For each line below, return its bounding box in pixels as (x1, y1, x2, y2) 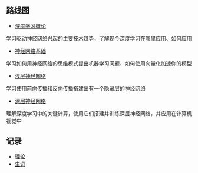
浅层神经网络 (14, 72, 46, 79)
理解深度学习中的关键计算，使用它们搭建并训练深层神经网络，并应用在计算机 (6, 109, 192, 117)
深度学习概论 (14, 22, 46, 29)
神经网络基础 (14, 47, 46, 54)
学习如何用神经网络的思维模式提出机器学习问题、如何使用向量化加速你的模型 (6, 59, 192, 66)
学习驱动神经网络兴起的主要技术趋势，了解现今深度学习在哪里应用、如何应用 (6, 35, 192, 42)
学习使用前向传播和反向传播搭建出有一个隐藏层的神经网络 (6, 85, 146, 92)
